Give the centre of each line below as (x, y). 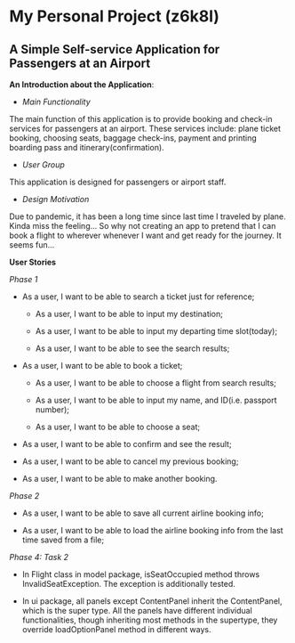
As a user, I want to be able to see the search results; (132, 348)
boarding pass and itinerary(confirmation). (87, 147)
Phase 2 (24, 496)
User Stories (32, 262)
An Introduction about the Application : (82, 85)
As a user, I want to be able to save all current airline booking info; (143, 513)
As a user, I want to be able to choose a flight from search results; (156, 383)
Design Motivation (56, 199)
